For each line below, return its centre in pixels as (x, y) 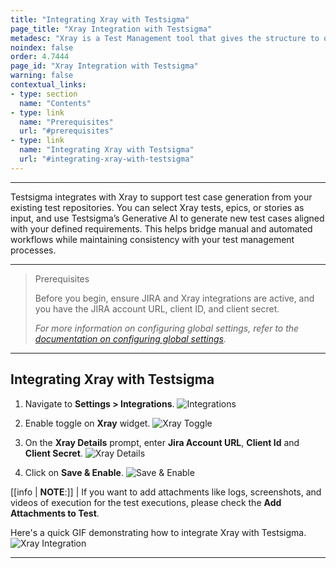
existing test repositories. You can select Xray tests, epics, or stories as (157, 207)
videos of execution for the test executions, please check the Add (146, 502)
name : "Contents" (55, 103)
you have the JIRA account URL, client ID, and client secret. (157, 308)
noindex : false (42, 47)
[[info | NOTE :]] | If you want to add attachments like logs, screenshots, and (166, 492)
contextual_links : (48, 85)
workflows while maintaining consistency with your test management (152, 239)
